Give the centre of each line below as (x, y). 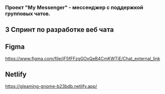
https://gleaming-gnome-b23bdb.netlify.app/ (51, 86)
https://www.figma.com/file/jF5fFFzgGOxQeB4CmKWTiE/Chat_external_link (83, 59)
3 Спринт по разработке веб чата (59, 30)
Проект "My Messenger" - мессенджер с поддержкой (74, 7)
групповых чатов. (28, 13)
